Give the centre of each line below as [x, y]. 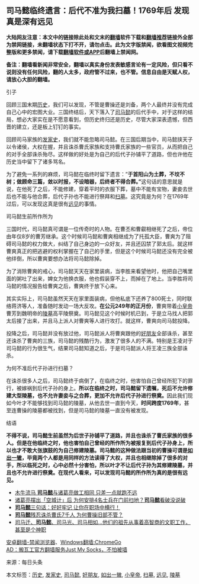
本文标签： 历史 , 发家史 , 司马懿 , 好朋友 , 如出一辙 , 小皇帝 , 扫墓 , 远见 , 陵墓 [93, 575]
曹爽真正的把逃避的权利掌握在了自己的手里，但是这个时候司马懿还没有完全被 [99, 251]
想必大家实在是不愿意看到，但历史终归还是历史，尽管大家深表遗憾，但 [102, 119]
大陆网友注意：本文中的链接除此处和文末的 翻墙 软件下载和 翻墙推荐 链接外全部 [99, 37]
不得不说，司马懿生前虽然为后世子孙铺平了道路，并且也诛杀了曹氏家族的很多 [99, 435]
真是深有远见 [30, 22]
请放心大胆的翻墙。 [30, 79]
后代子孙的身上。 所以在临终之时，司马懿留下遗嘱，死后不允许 [112, 388]
